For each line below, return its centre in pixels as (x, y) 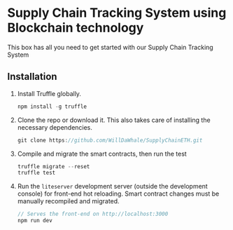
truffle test (36, 173)
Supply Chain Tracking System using (117, 13)
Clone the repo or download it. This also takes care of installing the (114, 120)
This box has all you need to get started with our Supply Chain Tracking (110, 47)
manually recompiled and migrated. (69, 201)
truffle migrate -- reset (54, 166)
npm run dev (35, 221)
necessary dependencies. (55, 127)
